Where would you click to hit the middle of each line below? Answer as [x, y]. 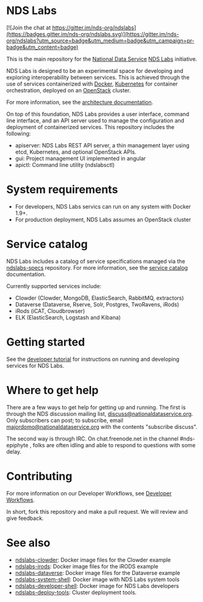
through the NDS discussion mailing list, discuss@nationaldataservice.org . [100, 414]
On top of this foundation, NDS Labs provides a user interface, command [98, 114]
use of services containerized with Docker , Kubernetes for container [92, 84]
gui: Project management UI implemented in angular [80, 158]
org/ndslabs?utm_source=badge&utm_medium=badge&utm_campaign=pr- [101, 40]
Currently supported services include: [54, 286]
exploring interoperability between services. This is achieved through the [98, 77]
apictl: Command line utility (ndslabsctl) [65, 165]
